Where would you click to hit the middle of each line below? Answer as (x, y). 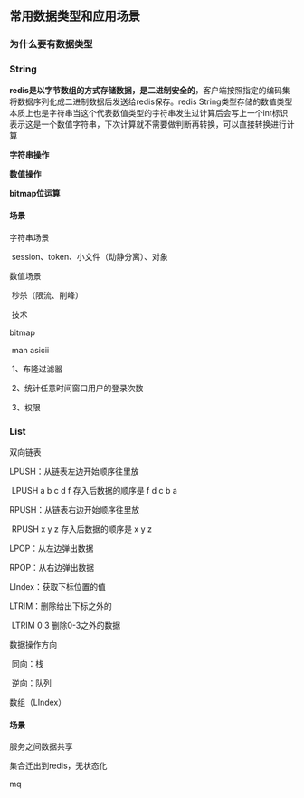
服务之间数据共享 (41, 746)
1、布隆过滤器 (37, 369)
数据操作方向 (33, 645)
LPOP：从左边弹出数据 (52, 548)
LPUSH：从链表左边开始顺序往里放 (74, 471)
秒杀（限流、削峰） (47, 295)
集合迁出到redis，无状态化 (58, 766)
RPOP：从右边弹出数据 (52, 568)
